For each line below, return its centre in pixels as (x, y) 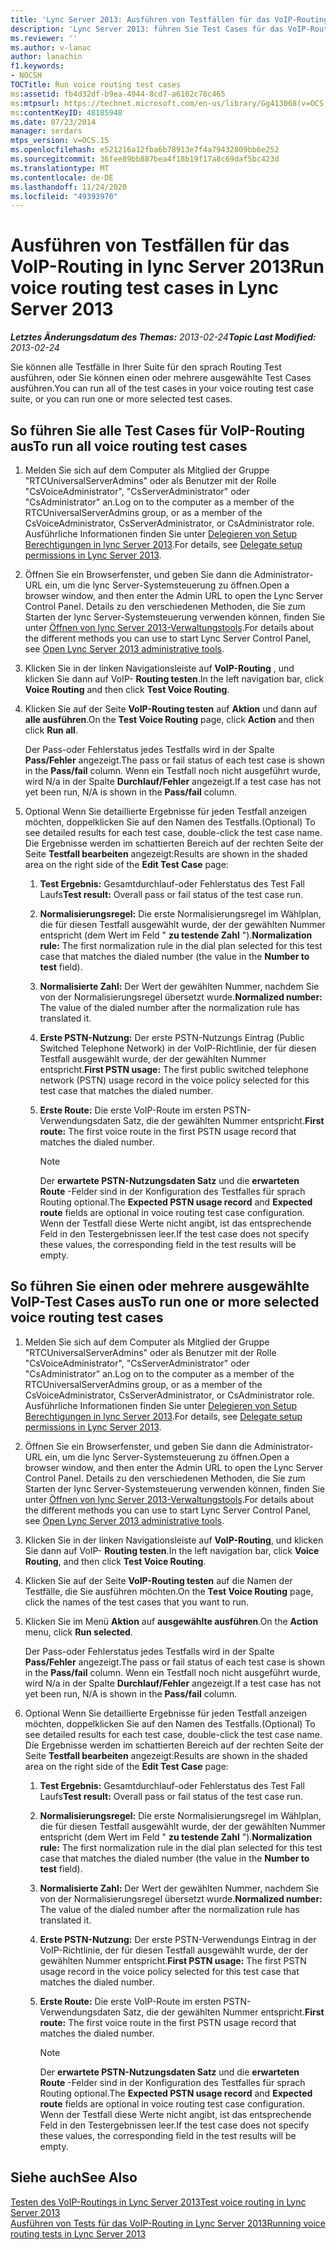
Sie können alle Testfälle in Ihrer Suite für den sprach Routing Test (146, 367)
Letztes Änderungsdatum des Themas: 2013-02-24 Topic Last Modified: (163, 337)
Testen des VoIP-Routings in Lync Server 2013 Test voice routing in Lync (158, 2202)
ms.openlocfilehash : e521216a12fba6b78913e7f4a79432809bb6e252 (145, 150)
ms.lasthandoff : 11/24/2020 (69, 187)
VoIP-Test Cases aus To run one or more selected (165, 1302)
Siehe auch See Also (74, 2177)
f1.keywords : (37, 66)
